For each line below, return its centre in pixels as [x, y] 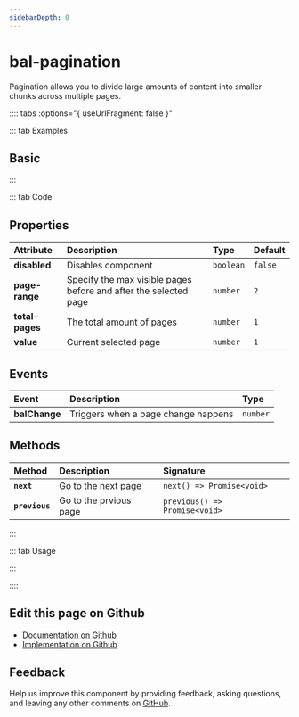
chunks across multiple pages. [65, 95]
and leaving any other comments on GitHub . [90, 703]
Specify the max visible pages [129, 280]
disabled [32, 266]
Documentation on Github [69, 635]
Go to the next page [101, 485]
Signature [185, 471]
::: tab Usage [32, 550]
